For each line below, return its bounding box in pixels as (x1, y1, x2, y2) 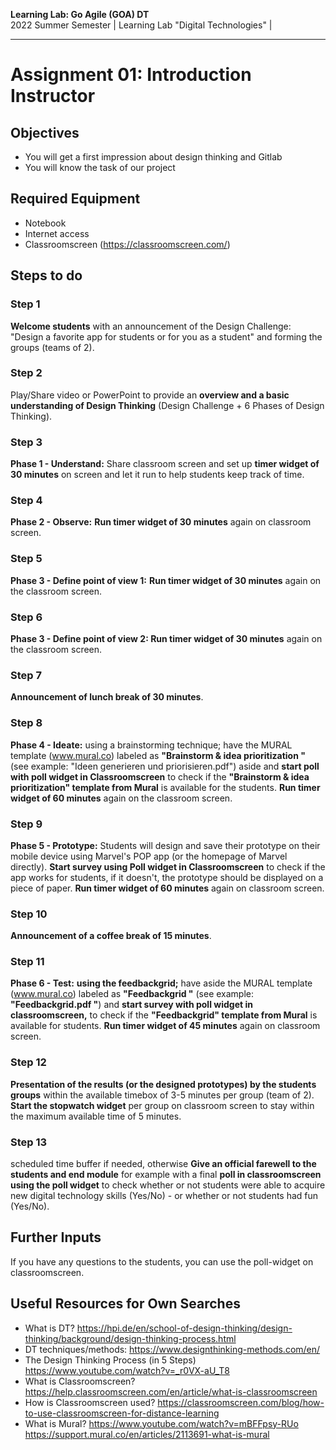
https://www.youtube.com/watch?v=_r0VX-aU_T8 (24, 1364, 230, 1376)
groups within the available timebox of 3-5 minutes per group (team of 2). (10, 1089, 315, 1101)
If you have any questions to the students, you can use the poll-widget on (10, 1255, 314, 1268)
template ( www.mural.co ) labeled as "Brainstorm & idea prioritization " (10, 749, 306, 761)
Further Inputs (10, 1229, 102, 1246)
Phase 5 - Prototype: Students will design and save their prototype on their (10, 839, 321, 851)
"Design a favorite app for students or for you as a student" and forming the (10, 330, 323, 343)
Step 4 (10, 494, 43, 508)
